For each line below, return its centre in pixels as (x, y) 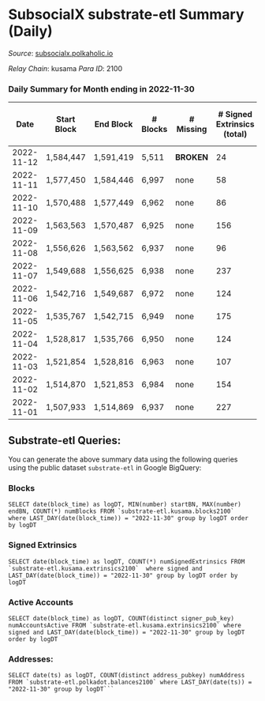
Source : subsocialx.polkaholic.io (61, 53)
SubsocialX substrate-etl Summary (126, 15)
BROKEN (192, 157)
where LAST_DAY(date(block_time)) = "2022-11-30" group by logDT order (128, 518)
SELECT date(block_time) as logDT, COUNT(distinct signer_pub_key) (121, 618)
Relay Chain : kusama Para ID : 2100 (65, 68)
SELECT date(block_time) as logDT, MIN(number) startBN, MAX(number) (125, 505)
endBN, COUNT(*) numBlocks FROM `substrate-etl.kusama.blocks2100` (121, 511)
